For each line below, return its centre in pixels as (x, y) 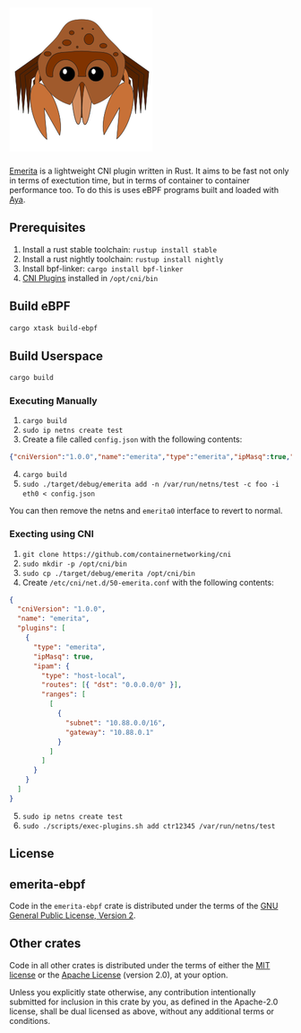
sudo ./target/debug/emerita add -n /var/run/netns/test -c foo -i (150, 485)
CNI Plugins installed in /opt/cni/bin (90, 278)
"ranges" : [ (64, 694)
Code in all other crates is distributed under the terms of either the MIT (140, 965)
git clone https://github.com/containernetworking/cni (127, 554)
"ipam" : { (51, 666)
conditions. (30, 1020)
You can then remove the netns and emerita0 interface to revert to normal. (146, 511)
